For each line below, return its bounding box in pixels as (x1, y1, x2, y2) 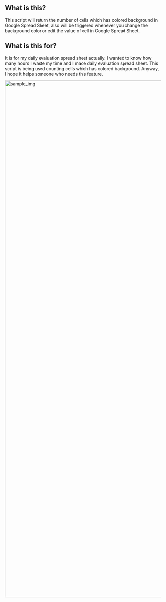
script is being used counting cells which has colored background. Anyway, (5, 65, 159, 71)
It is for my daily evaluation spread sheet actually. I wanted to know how (5, 55, 152, 61)
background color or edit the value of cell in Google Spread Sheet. (5, 27, 140, 34)
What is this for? (5, 42, 57, 50)
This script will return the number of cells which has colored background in (5, 17, 158, 23)
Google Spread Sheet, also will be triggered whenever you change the (5, 22, 148, 28)
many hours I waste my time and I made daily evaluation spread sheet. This (5, 60, 158, 66)
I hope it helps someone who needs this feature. (5, 71, 103, 77)
